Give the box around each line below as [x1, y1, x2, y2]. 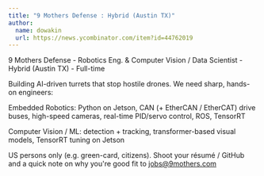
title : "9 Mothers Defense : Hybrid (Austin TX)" [8, 11, 176, 20]
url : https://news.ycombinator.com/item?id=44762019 [15, 33, 193, 42]
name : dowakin [15, 26, 62, 34]
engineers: [18, 88, 54, 98]
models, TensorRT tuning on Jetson [8, 136, 125, 145]
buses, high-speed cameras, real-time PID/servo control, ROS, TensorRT [8, 112, 246, 121]
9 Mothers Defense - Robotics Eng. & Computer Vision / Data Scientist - [8, 55, 243, 65]
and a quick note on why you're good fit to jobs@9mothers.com [8, 159, 216, 169]
